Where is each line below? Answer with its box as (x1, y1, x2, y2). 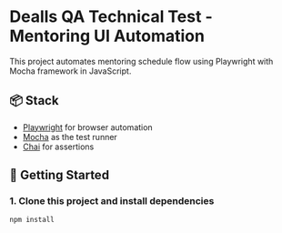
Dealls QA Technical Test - (9, 6, 214, 27)
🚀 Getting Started (9, 167, 110, 183)
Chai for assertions (22, 141, 95, 152)
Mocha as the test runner (22, 131, 118, 142)
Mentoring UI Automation (9, 25, 205, 46)
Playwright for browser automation (22, 121, 153, 133)
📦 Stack (9, 93, 59, 108)
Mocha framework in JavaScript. (9, 66, 132, 76)
